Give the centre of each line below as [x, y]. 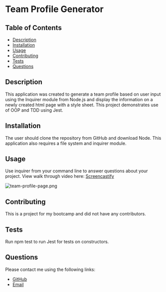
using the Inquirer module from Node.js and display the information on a [79, 99]
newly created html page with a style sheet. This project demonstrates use [82, 105]
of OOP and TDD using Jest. [34, 110]
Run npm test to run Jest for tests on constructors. [57, 242]
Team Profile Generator [54, 9]
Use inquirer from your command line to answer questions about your [77, 171]
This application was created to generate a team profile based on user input [83, 94]
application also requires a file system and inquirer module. [66, 143]
